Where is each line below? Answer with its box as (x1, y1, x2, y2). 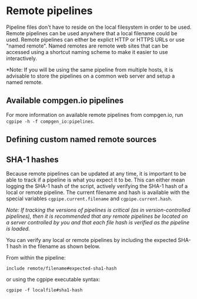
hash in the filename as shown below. (9, 243, 101, 250)
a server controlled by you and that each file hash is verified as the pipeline (6, 219, 190, 226)
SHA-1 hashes (6, 154, 59, 164)
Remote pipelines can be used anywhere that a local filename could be (6, 29, 178, 36)
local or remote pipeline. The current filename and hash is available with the (6, 189, 190, 196)
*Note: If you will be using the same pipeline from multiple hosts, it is (6, 66, 173, 73)
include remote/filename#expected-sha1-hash (6, 266, 117, 271)
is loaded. (6, 225, 31, 232)
